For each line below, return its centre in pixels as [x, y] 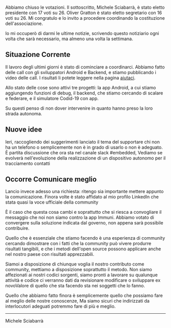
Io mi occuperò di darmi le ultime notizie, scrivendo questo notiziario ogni [82, 33]
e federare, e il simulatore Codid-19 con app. [52, 98]
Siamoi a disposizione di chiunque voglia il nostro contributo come [75, 264]
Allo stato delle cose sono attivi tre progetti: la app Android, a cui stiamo [81, 87]
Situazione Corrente [38, 55]
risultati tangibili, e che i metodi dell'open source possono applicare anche [83, 249]
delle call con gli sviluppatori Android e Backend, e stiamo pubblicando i [81, 72]
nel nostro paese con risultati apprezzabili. [50, 254]
